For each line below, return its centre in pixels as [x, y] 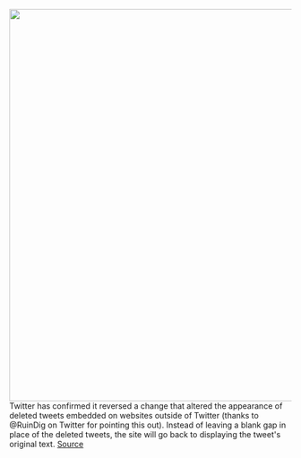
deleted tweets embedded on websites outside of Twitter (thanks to [134, 415]
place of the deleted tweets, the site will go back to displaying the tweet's [145, 434]
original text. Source [47, 444]
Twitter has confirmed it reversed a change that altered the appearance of [146, 406]
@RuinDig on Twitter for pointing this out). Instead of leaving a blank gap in [148, 425]
